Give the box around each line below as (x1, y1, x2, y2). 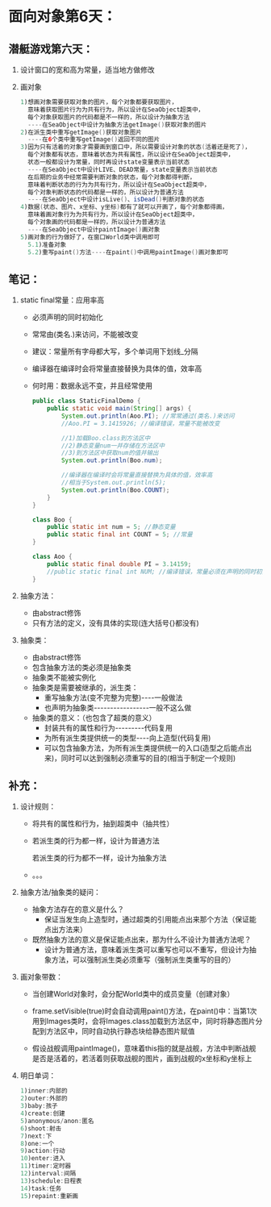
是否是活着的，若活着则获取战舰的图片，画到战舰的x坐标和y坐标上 (31, 1054, 252, 1063)
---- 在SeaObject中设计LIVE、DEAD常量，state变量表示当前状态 (27, 165, 218, 173)
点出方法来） (44, 925, 87, 934)
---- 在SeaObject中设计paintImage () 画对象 (27, 225, 161, 234)
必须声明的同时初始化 (31, 312, 103, 323)
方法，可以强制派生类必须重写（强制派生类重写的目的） (51, 955, 236, 964)
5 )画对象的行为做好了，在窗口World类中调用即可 (19, 233, 160, 241)
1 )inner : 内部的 (19, 1087, 68, 1095)
